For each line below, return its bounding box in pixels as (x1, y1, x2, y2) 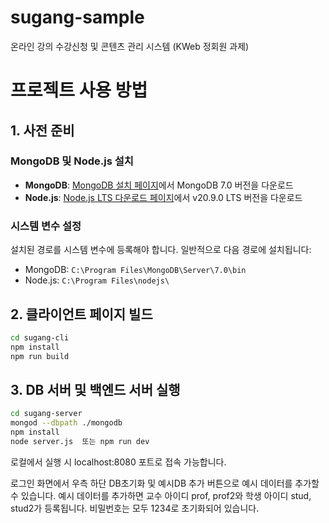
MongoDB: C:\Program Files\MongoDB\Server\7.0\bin (24, 264, 247, 276)
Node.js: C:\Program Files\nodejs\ (24, 274, 170, 286)
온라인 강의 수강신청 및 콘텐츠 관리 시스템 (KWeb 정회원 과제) (10, 40, 250, 52)
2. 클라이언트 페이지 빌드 (10, 306, 153, 323)
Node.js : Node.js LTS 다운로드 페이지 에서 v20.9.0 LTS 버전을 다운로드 (24, 191, 303, 203)
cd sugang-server (10, 409, 83, 419)
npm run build (10, 351, 70, 361)
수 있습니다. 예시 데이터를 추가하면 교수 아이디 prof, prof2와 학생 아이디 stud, (10, 489, 312, 501)
